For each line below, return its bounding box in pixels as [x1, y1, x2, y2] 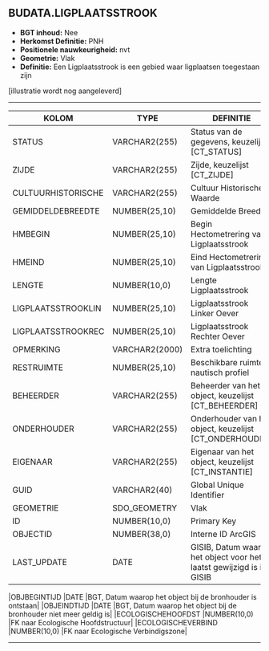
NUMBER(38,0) [111, 528, 171, 539]
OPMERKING [12, 344, 61, 355]
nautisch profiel [191, 367, 250, 378]
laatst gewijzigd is [191, 561, 258, 572]
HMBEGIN [12, 228, 50, 239]
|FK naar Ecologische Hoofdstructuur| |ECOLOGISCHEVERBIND [8, 617, 219, 627]
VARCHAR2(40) [111, 484, 173, 495]
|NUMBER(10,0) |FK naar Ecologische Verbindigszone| [8, 626, 188, 636]
